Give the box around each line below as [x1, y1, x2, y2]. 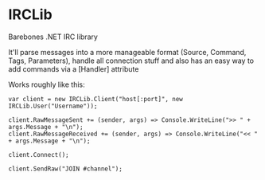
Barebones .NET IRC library [8, 32, 98, 41]
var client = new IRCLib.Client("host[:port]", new [8, 95, 183, 103]
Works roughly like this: [8, 80, 85, 89]
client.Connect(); [8, 151, 69, 158]
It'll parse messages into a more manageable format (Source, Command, [8, 47, 247, 57]
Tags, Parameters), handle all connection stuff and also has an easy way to [8, 56, 255, 65]
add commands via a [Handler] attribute [8, 64, 139, 73]
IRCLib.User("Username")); [8, 102, 98, 110]
